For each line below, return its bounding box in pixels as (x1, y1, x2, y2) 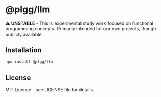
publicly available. (5, 31, 43, 37)
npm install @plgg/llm (5, 59, 53, 64)
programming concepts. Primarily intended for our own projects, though (5, 25, 156, 31)
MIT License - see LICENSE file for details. (5, 87, 94, 93)
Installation (5, 46, 42, 54)
